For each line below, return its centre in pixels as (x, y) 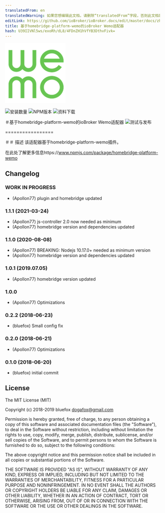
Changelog (22, 174)
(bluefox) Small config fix (38, 326)
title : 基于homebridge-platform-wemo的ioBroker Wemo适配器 (65, 26)
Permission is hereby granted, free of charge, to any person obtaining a (77, 419)
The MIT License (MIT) (28, 400)
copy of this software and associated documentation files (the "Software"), (81, 424)
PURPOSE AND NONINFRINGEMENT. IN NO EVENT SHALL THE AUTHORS (81, 485)
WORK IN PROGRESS (30, 188)
